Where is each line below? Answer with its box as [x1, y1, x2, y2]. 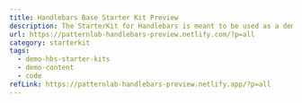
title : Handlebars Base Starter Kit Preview [9, 13, 179, 22]
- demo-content [17, 64, 75, 73]
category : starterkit [9, 38, 91, 47]
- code [17, 72, 42, 81]
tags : [9, 47, 30, 56]
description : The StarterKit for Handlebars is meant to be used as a [9, 21, 280, 30]
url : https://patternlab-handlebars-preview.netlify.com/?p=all [9, 30, 255, 39]
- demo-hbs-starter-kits [17, 55, 111, 64]
